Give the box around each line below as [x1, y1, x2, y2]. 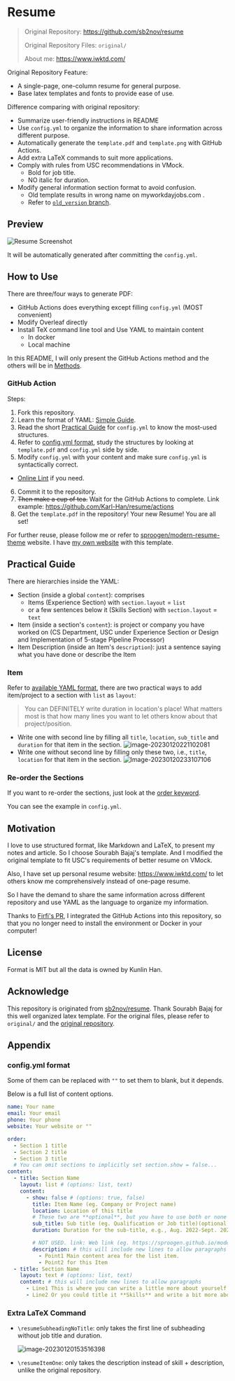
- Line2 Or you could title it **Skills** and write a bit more [25, 1291, 218, 1299]
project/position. [24, 719, 72, 728]
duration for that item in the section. [17, 740, 122, 749]
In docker [27, 333, 56, 341]
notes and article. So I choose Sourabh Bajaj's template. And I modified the [7, 849, 223, 857]
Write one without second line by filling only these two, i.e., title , [17, 747, 207, 756]
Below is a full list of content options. [7, 1090, 114, 1098]
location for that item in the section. [17, 755, 122, 763]
